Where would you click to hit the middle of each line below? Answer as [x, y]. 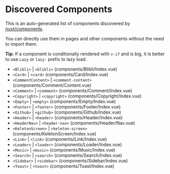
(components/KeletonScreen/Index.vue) [54, 133]
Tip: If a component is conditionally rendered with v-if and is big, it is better [85, 54]
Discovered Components [59, 9]
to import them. [21, 44]
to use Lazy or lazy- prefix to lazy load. [46, 59]
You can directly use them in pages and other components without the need [84, 39]
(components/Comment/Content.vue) [52, 85]
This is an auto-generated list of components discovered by [68, 23]
